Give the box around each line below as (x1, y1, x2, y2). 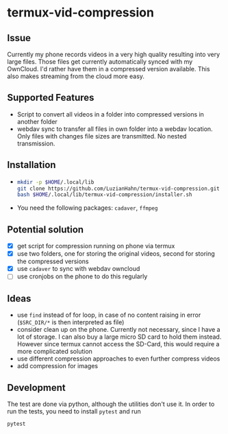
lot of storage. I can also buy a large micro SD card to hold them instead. (16, 333, 222, 341)
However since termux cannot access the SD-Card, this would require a (16, 340, 220, 348)
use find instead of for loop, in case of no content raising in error (16, 311, 201, 320)
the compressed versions (16, 257, 89, 265)
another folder (16, 117, 58, 125)
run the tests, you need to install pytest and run (7, 407, 142, 415)
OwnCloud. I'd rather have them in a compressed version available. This (7, 65, 210, 73)
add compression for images (16, 362, 98, 370)
